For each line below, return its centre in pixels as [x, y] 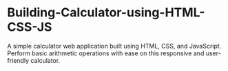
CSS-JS [30, 27]
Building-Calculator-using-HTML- [106, 13]
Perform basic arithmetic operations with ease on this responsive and [106, 53]
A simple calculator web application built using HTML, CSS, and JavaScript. [114, 46]
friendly [18, 60]
